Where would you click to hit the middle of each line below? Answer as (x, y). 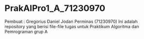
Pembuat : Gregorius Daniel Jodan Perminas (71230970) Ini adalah (71, 21)
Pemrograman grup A (26, 31)
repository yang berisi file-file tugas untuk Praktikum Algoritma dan (72, 26)
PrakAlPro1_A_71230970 (55, 8)
